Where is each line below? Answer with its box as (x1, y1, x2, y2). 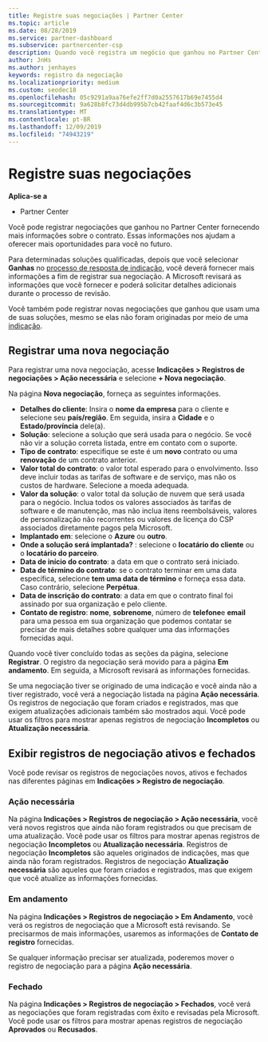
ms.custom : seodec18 (8, 85, 77, 94)
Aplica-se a (8, 191, 48, 200)
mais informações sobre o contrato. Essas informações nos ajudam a (8, 231, 235, 240)
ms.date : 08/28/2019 (8, 26, 77, 34)
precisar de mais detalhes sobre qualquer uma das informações (19, 625, 230, 634)
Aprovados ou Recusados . (8, 1024, 98, 1034)
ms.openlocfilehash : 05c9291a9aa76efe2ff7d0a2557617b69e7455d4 (8, 93, 223, 101)
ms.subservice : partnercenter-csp (8, 41, 124, 49)
